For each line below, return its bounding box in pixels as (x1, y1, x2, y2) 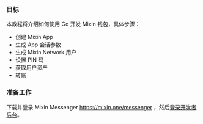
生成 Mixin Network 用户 (15, 49, 77, 56)
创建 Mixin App (15, 34, 53, 41)
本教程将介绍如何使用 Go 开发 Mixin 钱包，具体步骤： (6, 20, 141, 28)
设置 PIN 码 (15, 56, 44, 64)
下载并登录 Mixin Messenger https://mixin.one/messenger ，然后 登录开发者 (6, 103, 197, 111)
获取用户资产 (15, 64, 48, 71)
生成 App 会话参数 (15, 41, 61, 48)
